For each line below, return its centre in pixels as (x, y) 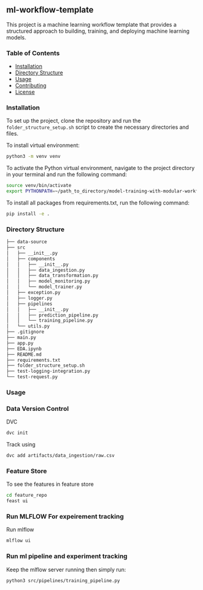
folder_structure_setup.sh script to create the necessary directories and (98, 127)
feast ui (17, 501)
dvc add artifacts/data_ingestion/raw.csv (60, 456)
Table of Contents (33, 53)
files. (12, 134)
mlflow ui (19, 541)
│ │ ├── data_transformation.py (52, 276)
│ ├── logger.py (29, 298)
